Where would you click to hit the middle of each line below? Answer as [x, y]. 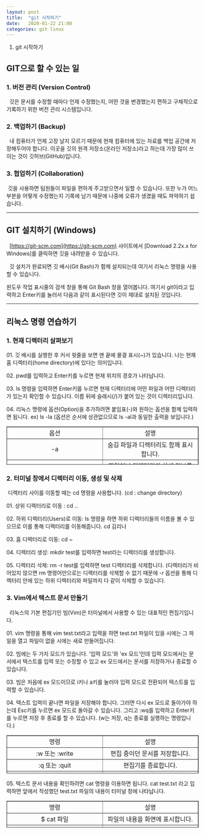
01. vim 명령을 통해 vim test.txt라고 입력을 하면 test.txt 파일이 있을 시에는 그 [97, 633]
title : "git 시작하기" [34, 18]
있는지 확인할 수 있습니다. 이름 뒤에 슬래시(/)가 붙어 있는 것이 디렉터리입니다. [103, 396]
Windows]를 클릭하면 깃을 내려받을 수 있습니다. [63, 253]
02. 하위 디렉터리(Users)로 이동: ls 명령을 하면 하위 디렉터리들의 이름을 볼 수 [97, 519]
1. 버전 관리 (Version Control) [49, 87]
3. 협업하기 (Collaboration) [45, 173]
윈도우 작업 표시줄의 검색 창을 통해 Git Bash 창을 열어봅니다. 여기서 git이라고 [97, 287]
